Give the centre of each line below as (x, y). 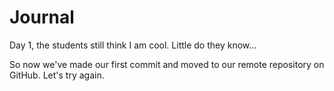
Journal (42, 17)
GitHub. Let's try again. (57, 75)
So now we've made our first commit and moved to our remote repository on (167, 64)
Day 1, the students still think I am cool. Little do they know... (133, 45)
